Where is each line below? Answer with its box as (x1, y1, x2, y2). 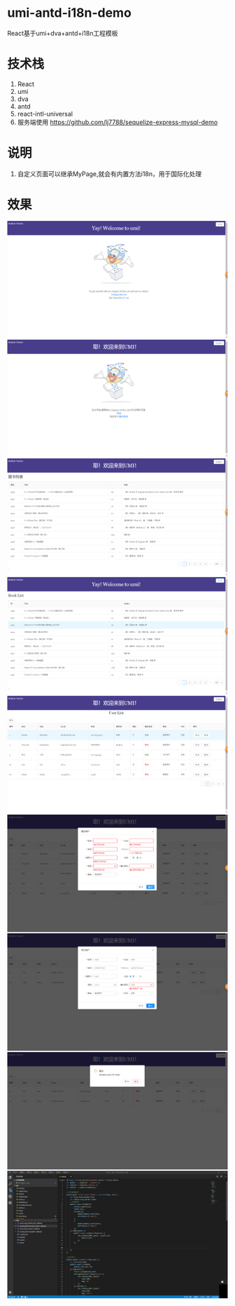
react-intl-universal (17, 109, 73, 118)
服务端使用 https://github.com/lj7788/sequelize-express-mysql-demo (17, 118, 218, 126)
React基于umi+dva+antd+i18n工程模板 (7, 29, 118, 37)
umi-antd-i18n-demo (7, 5, 131, 21)
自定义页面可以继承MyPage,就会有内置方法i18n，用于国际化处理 (17, 170, 202, 178)
